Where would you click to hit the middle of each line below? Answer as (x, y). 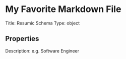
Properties (22, 39)
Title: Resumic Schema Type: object (43, 23)
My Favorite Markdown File (63, 9)
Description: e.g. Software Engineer (42, 50)
